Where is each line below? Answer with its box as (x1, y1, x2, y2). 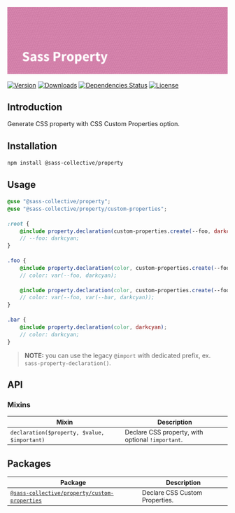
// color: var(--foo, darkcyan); (20, 272, 117, 279)
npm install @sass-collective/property (7, 160, 124, 167)
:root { (7, 220, 30, 227)
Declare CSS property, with (124, 427, 204, 436)
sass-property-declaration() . (24, 358, 112, 367)
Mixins (7, 399, 31, 409)
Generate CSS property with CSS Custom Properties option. (7, 120, 180, 128)
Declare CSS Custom (142, 488, 203, 497)
